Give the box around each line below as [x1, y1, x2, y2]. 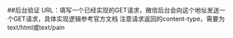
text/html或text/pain [7, 23, 65, 31]
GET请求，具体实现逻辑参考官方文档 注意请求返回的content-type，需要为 [13, 15, 225, 23]
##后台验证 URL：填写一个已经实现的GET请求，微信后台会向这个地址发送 [7, 6, 220, 14]
